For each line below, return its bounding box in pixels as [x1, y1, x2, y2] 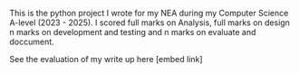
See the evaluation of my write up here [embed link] [9, 54, 203, 64]
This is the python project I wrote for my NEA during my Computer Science [9, 8, 289, 18]
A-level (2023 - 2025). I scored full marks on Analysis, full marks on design [9, 17, 290, 28]
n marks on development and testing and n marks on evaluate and [9, 27, 256, 37]
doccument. [9, 36, 54, 47]
